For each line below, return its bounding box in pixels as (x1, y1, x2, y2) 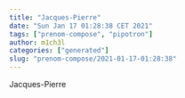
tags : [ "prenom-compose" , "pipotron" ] (9, 29, 153, 38)
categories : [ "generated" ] (9, 46, 109, 55)
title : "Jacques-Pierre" (9, 12, 101, 22)
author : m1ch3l (9, 37, 66, 47)
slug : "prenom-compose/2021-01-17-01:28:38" (9, 54, 177, 63)
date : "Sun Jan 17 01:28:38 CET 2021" (9, 21, 153, 30)
